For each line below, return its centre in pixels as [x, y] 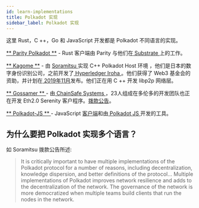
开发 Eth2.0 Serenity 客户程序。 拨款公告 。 [63, 101]
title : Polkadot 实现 [32, 17]
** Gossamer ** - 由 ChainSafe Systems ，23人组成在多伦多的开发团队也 [96, 94]
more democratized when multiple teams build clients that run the [101, 193]
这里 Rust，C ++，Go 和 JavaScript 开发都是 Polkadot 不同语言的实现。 [94, 41]
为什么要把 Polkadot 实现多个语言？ [72, 134]
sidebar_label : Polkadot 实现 [42, 23]
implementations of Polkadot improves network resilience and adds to [106, 181]
